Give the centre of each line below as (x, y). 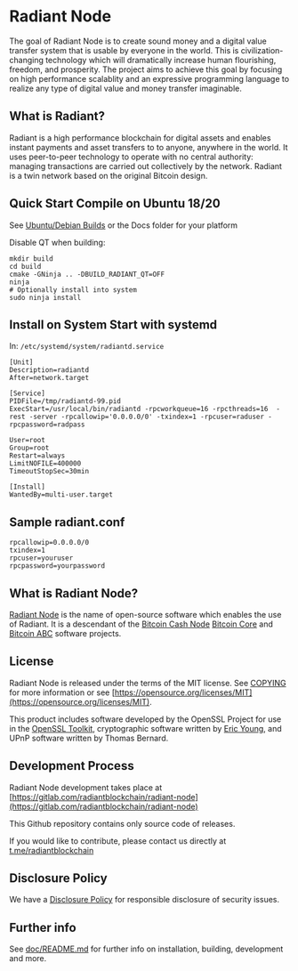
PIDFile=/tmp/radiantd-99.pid (65, 401)
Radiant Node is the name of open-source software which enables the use (145, 615)
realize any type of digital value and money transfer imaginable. (126, 88)
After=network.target (49, 378)
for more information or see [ (62, 692)
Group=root (29, 448)
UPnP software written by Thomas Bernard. (89, 738)
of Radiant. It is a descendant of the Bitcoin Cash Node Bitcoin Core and (141, 624)
